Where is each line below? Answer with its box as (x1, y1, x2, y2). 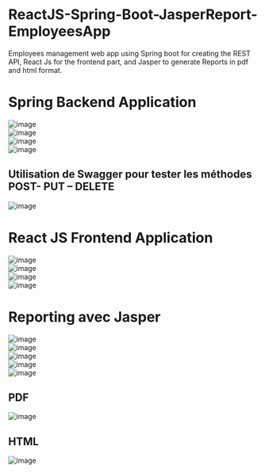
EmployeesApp (8, 22, 111, 40)
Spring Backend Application (8, 93, 197, 112)
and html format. (8, 65, 63, 74)
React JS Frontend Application (8, 228, 213, 246)
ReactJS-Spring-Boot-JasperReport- (8, 6, 258, 24)
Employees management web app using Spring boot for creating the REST (8, 48, 252, 58)
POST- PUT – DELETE (8, 180, 115, 193)
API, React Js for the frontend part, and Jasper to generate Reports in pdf (8, 57, 248, 67)
